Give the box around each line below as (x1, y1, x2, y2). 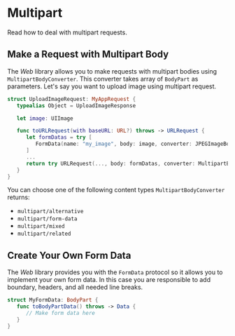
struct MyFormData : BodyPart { (7, 297, 99, 304)
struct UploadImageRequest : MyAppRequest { (7, 95, 136, 102)
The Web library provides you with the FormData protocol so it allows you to (7, 268, 223, 276)
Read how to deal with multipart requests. (7, 28, 127, 36)
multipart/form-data (17, 215, 78, 222)
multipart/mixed (17, 223, 65, 230)
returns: (7, 193, 30, 201)
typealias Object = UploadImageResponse (16, 102, 136, 109)
